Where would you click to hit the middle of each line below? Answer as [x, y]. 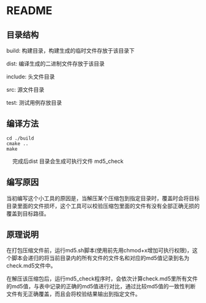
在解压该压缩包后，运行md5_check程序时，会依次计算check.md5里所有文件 [102, 279]
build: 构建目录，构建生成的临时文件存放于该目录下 [71, 50]
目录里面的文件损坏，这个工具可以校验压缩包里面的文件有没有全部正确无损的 [103, 206]
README [29, 11]
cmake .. [17, 144]
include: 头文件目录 [31, 77]
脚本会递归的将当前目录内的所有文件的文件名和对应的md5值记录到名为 [101, 258]
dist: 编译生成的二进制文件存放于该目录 [55, 64]
